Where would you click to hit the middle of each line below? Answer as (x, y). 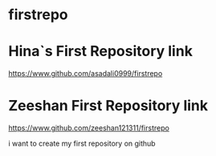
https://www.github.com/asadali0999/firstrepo (86, 74)
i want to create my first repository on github (82, 144)
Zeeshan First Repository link (108, 106)
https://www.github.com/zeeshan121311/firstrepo (89, 128)
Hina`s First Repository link (100, 52)
